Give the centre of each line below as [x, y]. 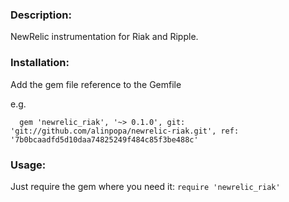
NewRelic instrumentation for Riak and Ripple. [104, 37]
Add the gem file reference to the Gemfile [96, 84]
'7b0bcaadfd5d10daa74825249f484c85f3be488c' [104, 139]
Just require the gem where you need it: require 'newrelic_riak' [145, 186]
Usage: [28, 165]
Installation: [40, 63]
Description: [41, 15]
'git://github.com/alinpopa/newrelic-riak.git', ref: [125, 131]
